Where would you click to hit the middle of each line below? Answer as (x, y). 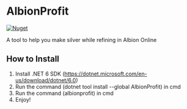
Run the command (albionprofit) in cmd (64, 93)
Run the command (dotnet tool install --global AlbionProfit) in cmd (98, 86)
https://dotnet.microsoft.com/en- (106, 74)
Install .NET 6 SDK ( (40, 74)
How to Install (33, 59)
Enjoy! (23, 99)
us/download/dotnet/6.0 (45, 80)
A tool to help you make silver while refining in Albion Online (82, 40)
